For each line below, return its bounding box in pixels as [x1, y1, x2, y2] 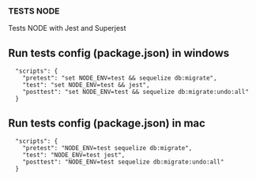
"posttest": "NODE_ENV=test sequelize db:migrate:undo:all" [22, 158, 224, 166]
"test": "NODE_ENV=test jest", [22, 151, 126, 159]
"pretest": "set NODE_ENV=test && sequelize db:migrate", [22, 74, 217, 82]
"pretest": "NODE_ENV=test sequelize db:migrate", [22, 144, 193, 152]
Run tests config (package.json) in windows [8, 46, 230, 60]
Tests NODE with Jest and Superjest [8, 24, 126, 33]
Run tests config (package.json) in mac [8, 116, 205, 129]
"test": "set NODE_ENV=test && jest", [22, 81, 150, 89]
